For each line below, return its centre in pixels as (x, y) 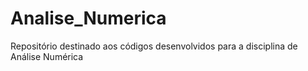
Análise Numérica (47, 56)
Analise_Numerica (88, 18)
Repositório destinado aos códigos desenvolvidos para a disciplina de (154, 46)
